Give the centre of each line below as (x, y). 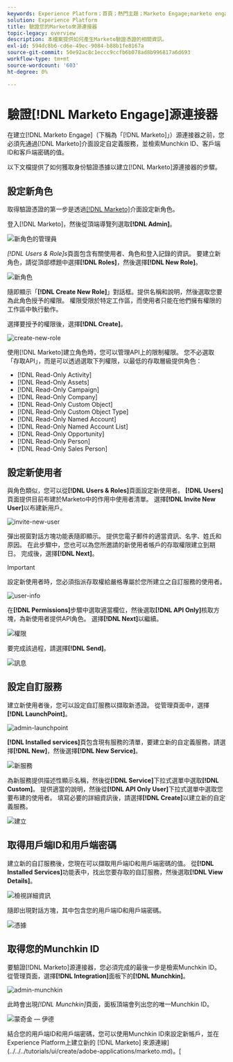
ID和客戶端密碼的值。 (37, 152)
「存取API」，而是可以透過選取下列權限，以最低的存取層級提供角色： (105, 361)
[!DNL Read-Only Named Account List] (72, 427)
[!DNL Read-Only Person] (54, 442)
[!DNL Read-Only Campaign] (58, 389)
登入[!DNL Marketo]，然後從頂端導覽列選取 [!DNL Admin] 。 (92, 224)
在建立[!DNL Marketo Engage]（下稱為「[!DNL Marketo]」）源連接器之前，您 (116, 135)
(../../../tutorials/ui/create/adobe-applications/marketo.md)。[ (94, 1051)
